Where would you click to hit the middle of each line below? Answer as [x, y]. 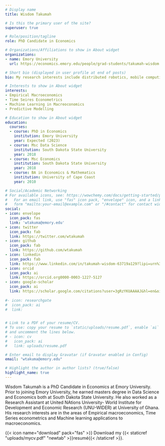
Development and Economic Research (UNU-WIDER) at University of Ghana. [82, 407]
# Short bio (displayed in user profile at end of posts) [66, 73]
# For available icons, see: [35, 195]
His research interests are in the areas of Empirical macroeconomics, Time [81, 413]
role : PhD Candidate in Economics [41, 41]
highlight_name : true [27, 373]
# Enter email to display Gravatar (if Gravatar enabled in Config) [77, 355]
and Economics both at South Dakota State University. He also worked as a [81, 397]
